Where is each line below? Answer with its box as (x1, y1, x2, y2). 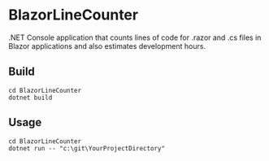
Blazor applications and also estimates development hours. (8, 41, 206, 50)
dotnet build (8, 94, 53, 102)
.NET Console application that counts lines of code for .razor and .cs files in (8, 33, 262, 42)
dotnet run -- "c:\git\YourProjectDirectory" (8, 144, 165, 152)
